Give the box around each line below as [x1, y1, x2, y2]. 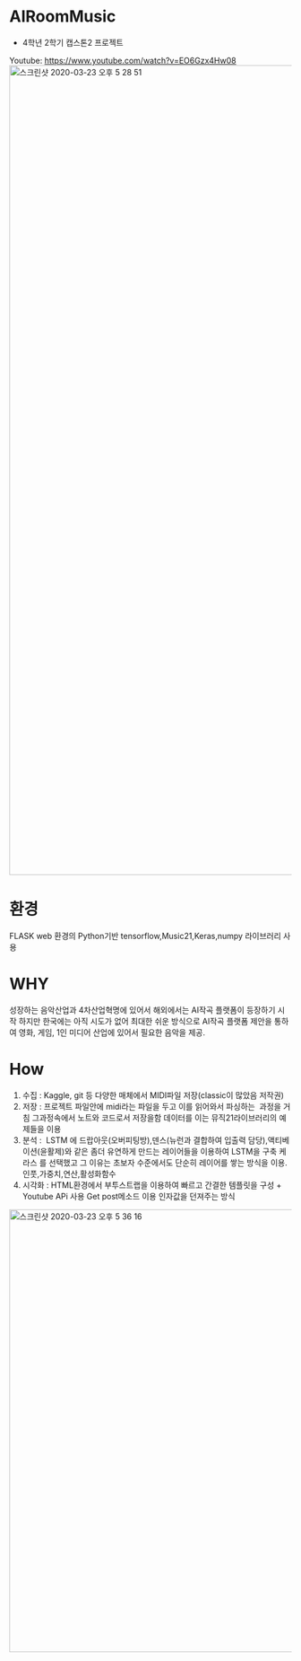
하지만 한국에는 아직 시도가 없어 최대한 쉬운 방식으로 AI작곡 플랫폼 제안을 [18, 1015, 272, 1026]
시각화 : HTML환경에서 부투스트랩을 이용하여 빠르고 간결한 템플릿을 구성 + [21, 1179, 282, 1191]
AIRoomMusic [9, 6, 116, 27]
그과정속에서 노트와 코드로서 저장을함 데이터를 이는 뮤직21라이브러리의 [31, 1112, 278, 1123]
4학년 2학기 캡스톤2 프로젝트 [21, 37, 124, 48]
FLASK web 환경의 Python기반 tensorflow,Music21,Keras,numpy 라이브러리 [9, 930, 282, 941]
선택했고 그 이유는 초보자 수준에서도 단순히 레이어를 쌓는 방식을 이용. [48, 1156, 288, 1168]
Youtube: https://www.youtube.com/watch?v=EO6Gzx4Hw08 [9, 55, 236, 66]
